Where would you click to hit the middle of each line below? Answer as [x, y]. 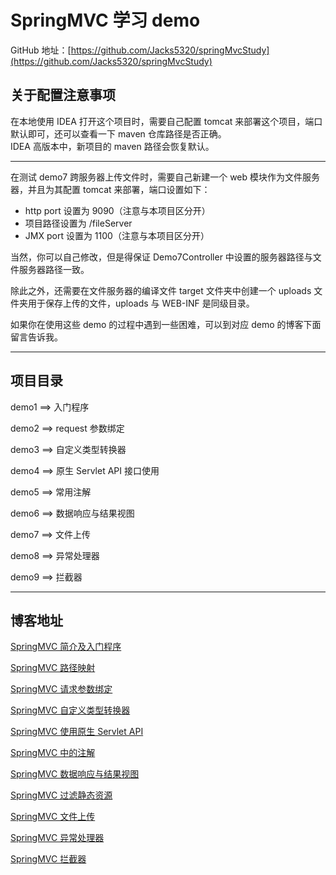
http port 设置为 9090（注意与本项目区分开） [117, 210]
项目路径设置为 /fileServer [78, 223]
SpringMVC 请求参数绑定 [61, 689]
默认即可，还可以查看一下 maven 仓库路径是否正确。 [118, 133]
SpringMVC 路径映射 [53, 668]
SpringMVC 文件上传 [53, 817]
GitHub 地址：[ [41, 50]
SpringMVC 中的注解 [53, 753]
